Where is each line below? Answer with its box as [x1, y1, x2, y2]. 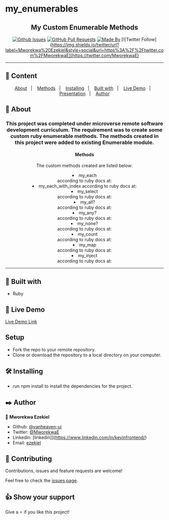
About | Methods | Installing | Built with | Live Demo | [14, 85, 151, 91]
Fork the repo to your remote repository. [12, 346, 96, 352]
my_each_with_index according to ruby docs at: [38, 183, 137, 189]
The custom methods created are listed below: [36, 163, 133, 169]
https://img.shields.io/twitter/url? [51, 42, 119, 48]
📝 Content [5, 71, 38, 81]
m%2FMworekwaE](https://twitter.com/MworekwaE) [30, 52, 139, 58]
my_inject [77, 253, 98, 259]
